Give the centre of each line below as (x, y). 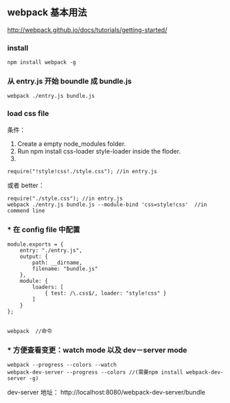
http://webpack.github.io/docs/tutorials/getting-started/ (87, 29)
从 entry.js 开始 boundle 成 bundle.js (70, 81)
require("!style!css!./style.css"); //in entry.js (82, 171)
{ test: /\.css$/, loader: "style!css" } (106, 293)
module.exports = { (36, 244)
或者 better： (26, 185)
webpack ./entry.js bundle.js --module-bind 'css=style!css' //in (107, 205)
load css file (28, 114)
